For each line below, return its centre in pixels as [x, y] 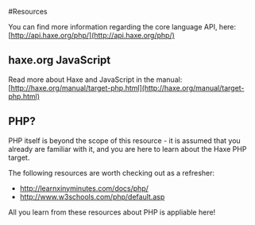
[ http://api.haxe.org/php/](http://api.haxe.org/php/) [91, 35]
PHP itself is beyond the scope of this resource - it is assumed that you [124, 140]
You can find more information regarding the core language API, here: [122, 27]
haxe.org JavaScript [60, 60]
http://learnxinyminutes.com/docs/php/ [84, 188]
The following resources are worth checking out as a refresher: [112, 173]
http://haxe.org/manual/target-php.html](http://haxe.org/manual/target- [127, 87]
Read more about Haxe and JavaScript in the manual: [95, 80]
